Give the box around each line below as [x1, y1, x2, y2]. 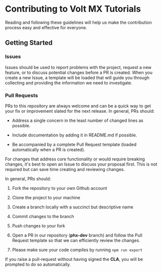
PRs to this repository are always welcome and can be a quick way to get [5, 103, 151, 109]
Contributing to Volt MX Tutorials [5, 3, 141, 15]
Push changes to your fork [12, 222, 65, 229]
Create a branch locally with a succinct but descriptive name [12, 204, 133, 210]
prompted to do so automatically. [5, 261, 71, 267]
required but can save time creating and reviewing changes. [5, 166, 125, 172]
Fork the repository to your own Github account [12, 185, 107, 191]
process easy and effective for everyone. [5, 24, 87, 30]
